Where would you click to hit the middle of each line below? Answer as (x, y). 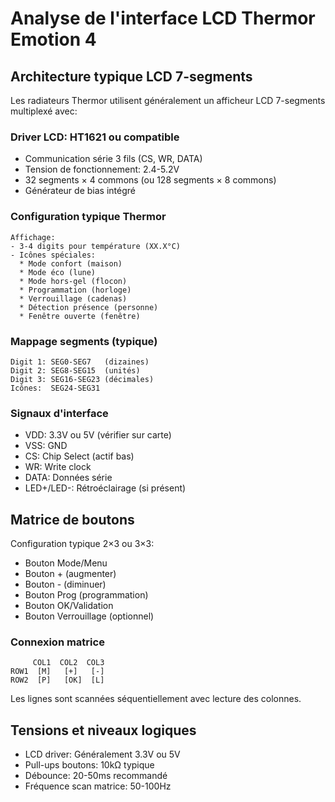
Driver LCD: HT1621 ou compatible (95, 137)
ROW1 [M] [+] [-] (57, 672)
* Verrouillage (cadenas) (73, 298)
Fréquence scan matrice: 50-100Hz (98, 786)
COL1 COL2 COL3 (68, 663)
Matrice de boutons (72, 519)
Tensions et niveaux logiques (103, 730)
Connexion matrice (57, 642)
